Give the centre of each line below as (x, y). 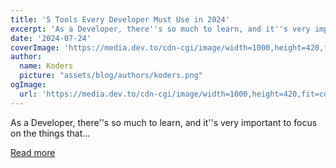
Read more (33, 152)
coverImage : (35, 47)
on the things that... (50, 133)
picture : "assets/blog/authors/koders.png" (111, 76)
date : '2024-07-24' (51, 38)
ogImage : (28, 85)
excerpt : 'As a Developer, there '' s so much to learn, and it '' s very (160, 29)
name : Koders (46, 66)
